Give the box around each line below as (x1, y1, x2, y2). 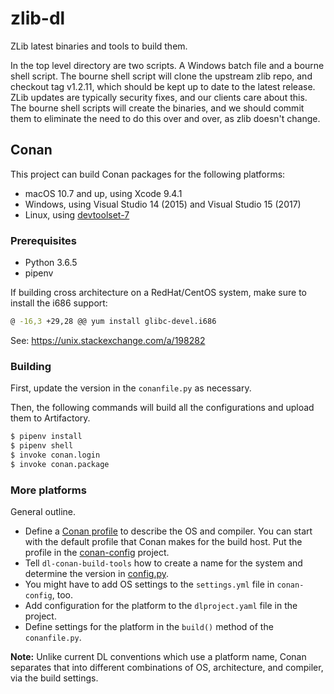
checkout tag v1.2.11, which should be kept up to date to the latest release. (10, 80, 316, 92)
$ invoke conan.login (10, 450, 101, 460)
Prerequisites (10, 233, 77, 247)
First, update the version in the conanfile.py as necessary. (10, 382, 252, 394)
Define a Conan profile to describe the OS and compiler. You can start (24, 525, 313, 537)
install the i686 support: (10, 297, 108, 309)
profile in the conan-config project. (24, 547, 170, 559)
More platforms (10, 483, 87, 497)
